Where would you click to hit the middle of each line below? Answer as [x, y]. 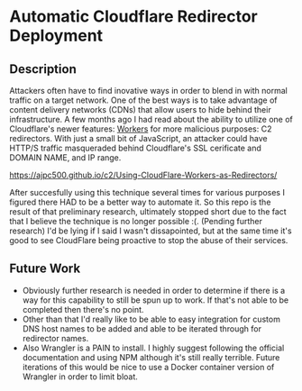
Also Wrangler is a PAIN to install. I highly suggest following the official [153, 348]
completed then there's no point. [83, 309]
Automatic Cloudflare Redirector [134, 17]
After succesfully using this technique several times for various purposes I [147, 192]
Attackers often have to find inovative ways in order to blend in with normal [149, 91]
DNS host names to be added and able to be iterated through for [142, 328]
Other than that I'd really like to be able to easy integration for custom [151, 319]
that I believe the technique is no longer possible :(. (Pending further [136, 221]
